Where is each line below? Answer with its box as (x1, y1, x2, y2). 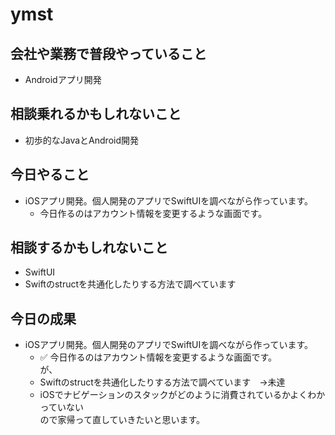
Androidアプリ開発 (24, 74, 102, 85)
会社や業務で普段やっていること (10, 45, 207, 62)
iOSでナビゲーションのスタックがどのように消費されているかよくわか (39, 389, 326, 401)
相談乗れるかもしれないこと (10, 106, 182, 123)
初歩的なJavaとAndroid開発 (24, 134, 140, 146)
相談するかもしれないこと (10, 239, 168, 257)
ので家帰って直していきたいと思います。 (39, 414, 206, 426)
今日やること (10, 166, 90, 183)
